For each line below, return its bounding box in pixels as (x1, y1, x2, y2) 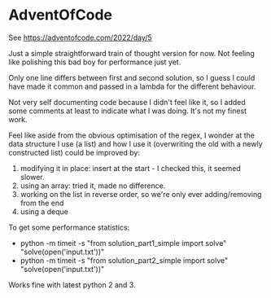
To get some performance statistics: (8, 222, 130, 232)
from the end (20, 198, 64, 208)
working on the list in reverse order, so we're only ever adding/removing (20, 189, 262, 199)
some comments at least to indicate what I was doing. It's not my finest (8, 106, 247, 116)
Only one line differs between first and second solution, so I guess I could (8, 72, 256, 82)
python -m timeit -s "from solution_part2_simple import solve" (20, 255, 229, 265)
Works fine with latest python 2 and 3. (8, 279, 136, 290)
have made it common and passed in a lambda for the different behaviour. (8, 81, 256, 91)
